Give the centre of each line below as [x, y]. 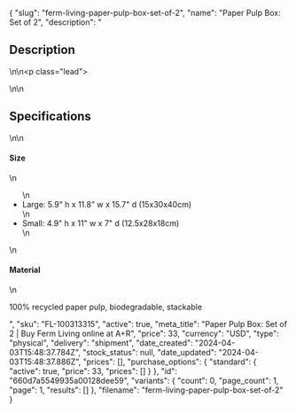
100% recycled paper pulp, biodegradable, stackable [105, 307]
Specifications [50, 117]
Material [25, 270]
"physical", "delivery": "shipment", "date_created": [101, 343]
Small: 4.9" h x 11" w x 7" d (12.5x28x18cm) [101, 223]
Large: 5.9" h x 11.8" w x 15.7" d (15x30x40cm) [107, 204]
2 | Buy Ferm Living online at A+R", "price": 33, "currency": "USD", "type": [144, 334]
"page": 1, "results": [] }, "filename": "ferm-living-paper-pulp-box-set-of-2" [146, 390]
